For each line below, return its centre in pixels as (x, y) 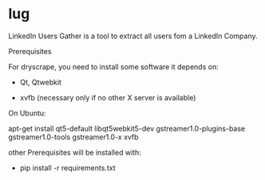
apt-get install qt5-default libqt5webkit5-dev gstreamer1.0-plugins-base (127, 128)
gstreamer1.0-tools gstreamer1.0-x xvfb (73, 137)
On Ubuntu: (27, 113)
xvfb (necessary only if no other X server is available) (108, 97)
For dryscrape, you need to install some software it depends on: (113, 67)
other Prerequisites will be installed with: (75, 152)
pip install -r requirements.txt (67, 167)
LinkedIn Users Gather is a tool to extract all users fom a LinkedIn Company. (133, 36)
